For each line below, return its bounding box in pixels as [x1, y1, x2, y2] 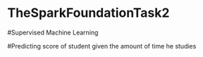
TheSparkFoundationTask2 [7, 5, 170, 21]
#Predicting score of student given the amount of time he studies [7, 42, 197, 50]
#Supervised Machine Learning [7, 28, 99, 37]
